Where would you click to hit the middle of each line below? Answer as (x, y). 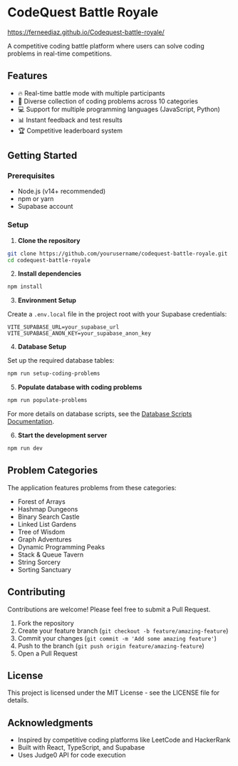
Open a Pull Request (48, 653)
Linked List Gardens (47, 524)
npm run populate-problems (47, 400)
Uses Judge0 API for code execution (72, 755)
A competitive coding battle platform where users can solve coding (106, 46)
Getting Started (42, 156)
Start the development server (62, 435)
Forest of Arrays (41, 501)
